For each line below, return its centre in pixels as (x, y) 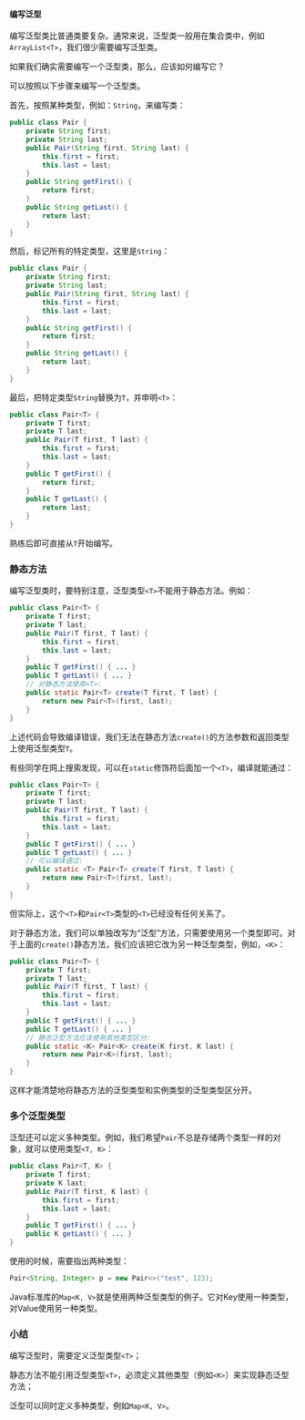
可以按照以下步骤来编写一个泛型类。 (77, 86)
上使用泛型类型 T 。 (44, 748)
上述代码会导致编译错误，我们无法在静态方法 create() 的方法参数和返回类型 (149, 736)
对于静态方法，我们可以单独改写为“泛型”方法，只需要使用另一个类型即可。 (149, 932)
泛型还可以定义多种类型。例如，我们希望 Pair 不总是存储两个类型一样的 (141, 1137)
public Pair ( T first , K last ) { (87, 1191)
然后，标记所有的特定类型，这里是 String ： (90, 252)
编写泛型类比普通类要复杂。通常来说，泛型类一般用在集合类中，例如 (137, 36)
